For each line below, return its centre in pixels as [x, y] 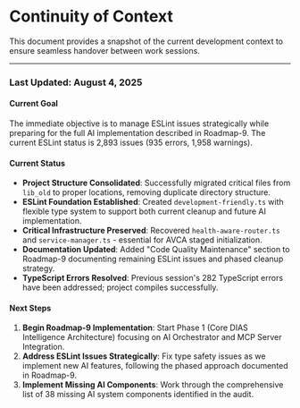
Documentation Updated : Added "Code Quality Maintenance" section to [156, 250]
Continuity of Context [92, 17]
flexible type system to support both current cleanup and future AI [144, 211]
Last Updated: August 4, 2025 [76, 82]
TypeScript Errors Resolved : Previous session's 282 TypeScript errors [153, 278]
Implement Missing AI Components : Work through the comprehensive [153, 385]
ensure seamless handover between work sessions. [105, 50]
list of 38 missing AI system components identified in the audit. [138, 395]
